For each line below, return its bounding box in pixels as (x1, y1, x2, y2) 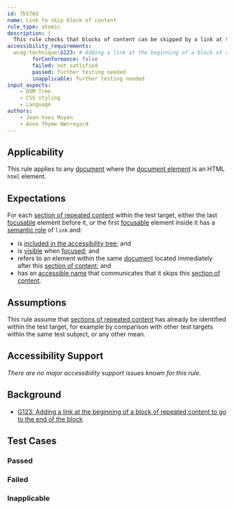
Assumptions (7, 297, 67, 308)
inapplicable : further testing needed (32, 75, 145, 82)
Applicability (7, 146, 64, 158)
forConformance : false (32, 56, 98, 63)
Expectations (7, 193, 66, 204)
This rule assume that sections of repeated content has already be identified (7, 315, 226, 323)
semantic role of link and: (7, 226, 82, 234)
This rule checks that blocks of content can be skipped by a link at (13, 36, 223, 43)
